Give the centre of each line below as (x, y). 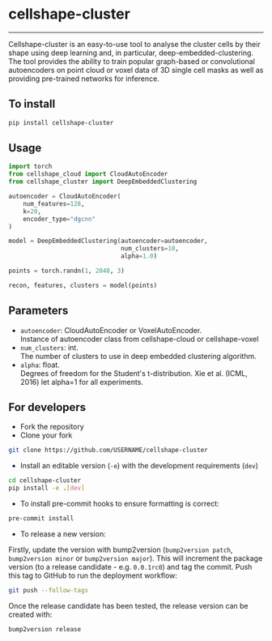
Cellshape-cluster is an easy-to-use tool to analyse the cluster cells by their (134, 44)
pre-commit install (41, 519)
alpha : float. (40, 365)
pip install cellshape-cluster (61, 122)
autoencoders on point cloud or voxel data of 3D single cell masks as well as (136, 70)
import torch (30, 167)
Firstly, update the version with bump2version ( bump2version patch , (121, 549)
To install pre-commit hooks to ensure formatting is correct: (120, 504)
